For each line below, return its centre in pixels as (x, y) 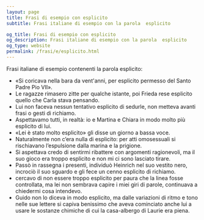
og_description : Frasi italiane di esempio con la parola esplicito (97, 40)
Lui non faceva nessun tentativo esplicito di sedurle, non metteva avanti (105, 106)
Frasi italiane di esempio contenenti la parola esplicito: (75, 68)
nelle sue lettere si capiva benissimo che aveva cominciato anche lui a (104, 204)
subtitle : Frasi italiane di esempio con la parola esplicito (89, 23)
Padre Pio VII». (34, 87)
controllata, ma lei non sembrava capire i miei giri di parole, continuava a (106, 185)
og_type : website (28, 46)
